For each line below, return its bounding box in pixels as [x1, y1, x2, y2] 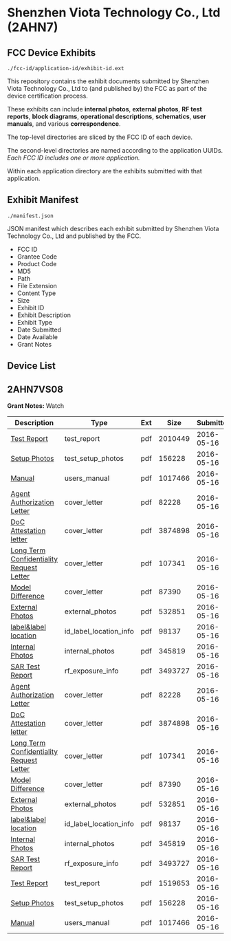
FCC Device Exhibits [7, 47, 96, 58]
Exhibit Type [16, 318, 53, 326]
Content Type [16, 289, 56, 297]
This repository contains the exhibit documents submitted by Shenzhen [7, 77, 210, 85]
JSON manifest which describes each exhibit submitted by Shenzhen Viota [7, 224, 219, 232]
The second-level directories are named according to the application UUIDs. [7, 147, 223, 154]
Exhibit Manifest [7, 194, 79, 206]
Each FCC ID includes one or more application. [7, 153, 140, 162]
